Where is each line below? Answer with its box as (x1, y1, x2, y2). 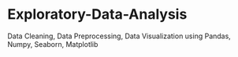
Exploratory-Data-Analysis (7, 5, 188, 23)
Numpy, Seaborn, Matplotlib (7, 39, 99, 48)
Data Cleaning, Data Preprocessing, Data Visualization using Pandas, (7, 31, 232, 41)
